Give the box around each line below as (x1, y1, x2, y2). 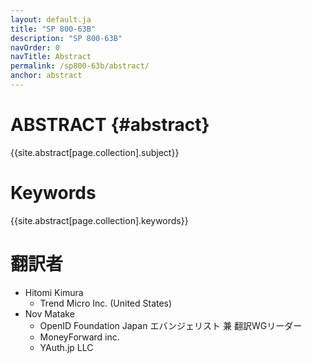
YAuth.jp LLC (39, 341, 94, 353)
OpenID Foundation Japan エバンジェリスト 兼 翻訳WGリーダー (39, 319, 303, 331)
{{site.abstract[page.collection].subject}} (10, 146, 180, 158)
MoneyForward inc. (39, 331, 120, 343)
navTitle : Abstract (10, 52, 92, 62)
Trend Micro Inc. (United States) (39, 297, 173, 309)
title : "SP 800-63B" (10, 24, 97, 34)
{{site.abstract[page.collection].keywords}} (10, 214, 189, 226)
